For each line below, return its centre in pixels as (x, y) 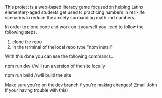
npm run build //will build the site (38, 75)
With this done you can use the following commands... (60, 56)
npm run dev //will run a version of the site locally (55, 66)
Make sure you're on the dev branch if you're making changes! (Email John (81, 85)
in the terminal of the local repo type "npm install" (63, 47)
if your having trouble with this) (37, 90)
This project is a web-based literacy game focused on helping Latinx (74, 7)
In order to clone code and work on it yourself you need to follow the (74, 27)
